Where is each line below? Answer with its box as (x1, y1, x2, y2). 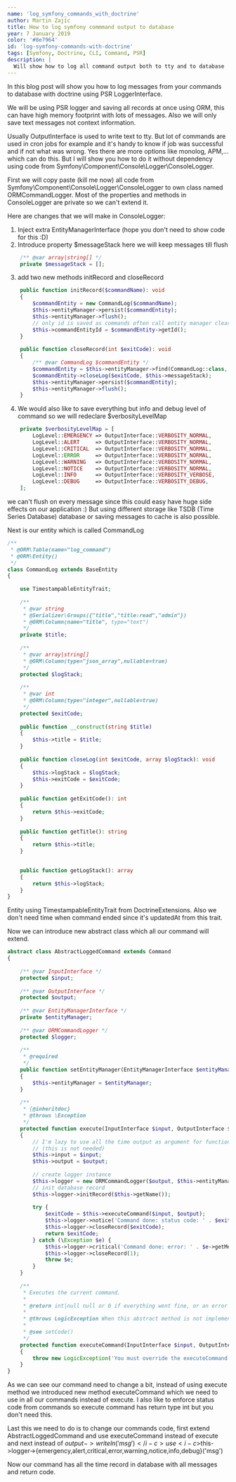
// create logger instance (32, 1171, 112, 1178)
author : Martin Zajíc (7, 17, 71, 24)
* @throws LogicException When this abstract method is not (22, 1316, 202, 1323)
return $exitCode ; (44, 1230, 99, 1237)
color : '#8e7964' (7, 37, 58, 44)
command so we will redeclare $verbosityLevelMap (17, 412, 167, 420)
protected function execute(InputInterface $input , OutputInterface (20, 1125, 225, 1132)
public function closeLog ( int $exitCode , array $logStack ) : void (20, 756, 216, 763)
